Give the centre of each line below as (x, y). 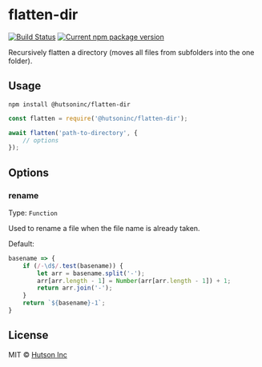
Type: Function (33, 213)
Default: (21, 243)
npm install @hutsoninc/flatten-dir (69, 104)
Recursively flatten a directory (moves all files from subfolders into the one (131, 52)
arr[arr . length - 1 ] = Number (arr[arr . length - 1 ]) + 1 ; (134, 281)
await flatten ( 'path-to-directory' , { (73, 133)
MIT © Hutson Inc (38, 354)
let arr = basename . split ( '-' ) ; (91, 273)
